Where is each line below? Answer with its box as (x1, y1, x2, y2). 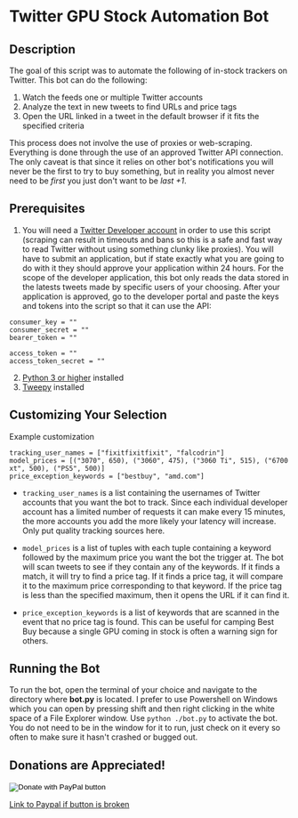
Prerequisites (9, 201, 85, 216)
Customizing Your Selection (9, 408, 167, 423)
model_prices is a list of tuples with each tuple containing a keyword (21, 542, 271, 553)
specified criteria (21, 120, 85, 131)
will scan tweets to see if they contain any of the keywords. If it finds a (21, 561, 280, 571)
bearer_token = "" (9, 333, 77, 342)
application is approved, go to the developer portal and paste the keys (21, 291, 279, 302)
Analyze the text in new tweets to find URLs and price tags (21, 101, 238, 112)
